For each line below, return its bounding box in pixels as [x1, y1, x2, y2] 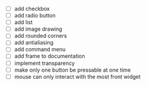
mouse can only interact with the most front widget [14, 73, 141, 80]
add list [14, 19, 33, 26]
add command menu [14, 46, 66, 53]
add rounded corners [14, 32, 67, 40]
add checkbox [14, 5, 50, 12]
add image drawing [14, 25, 62, 32]
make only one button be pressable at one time [14, 66, 131, 73]
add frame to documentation [14, 52, 85, 60]
